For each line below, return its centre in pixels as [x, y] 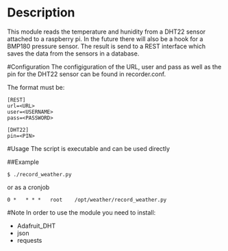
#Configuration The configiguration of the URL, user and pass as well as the [114, 67]
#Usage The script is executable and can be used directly [88, 148]
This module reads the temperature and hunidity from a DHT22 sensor [106, 32]
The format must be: [36, 87]
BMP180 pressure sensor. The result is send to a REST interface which [106, 46]
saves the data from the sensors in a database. [73, 53]
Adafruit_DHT [36, 226]
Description [41, 13]
